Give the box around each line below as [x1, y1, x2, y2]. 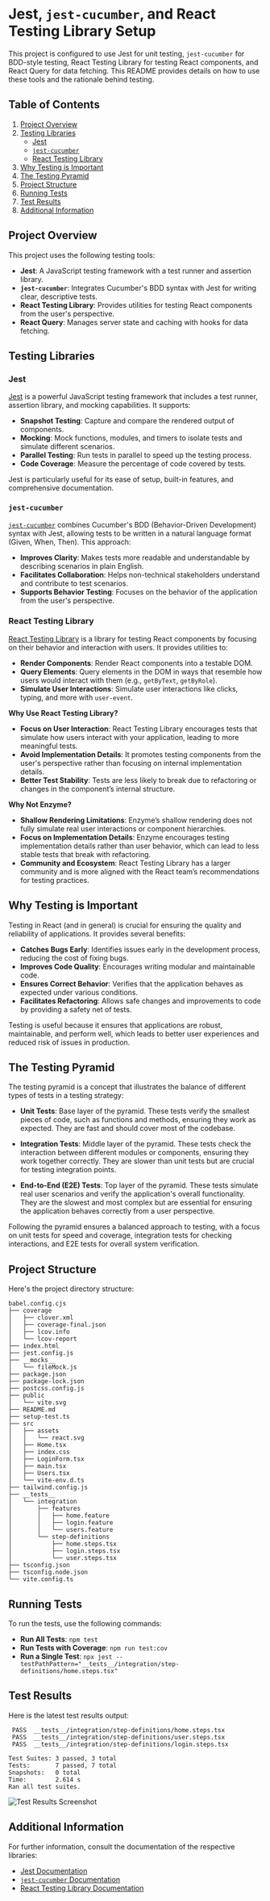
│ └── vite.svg [8, 1398, 67, 1407]
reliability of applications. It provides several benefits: [8, 928, 186, 938]
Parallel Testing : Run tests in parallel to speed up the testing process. [19, 450, 252, 461]
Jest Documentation [19, 1865, 88, 1875]
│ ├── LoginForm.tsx [8, 1455, 85, 1463]
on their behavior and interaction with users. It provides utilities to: [8, 642, 228, 652]
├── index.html [8, 1342, 60, 1350]
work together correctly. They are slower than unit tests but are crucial [19, 1156, 255, 1166]
